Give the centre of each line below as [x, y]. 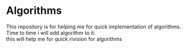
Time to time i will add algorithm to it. [51, 32]
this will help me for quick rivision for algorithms [64, 39]
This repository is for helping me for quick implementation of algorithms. [94, 27]
